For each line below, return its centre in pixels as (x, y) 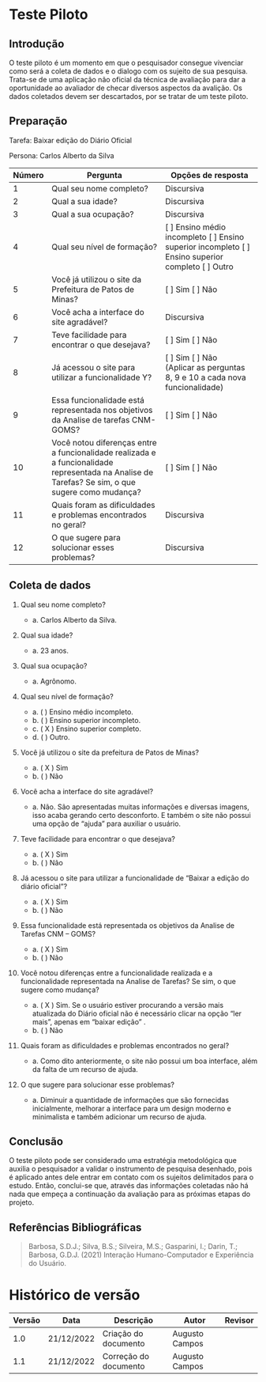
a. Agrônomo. (54, 681)
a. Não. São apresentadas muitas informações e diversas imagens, (140, 806)
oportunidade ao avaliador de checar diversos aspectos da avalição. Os (126, 88)
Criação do (123, 1334)
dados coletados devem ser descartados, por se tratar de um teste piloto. (129, 96)
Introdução (37, 44)
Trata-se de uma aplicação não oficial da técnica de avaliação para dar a (127, 80)
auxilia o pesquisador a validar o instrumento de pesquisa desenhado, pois (131, 1169)
